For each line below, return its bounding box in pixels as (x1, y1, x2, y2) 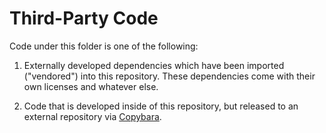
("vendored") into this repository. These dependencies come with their (23, 70, 316, 82)
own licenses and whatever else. (23, 80, 159, 92)
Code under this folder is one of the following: (9, 40, 199, 52)
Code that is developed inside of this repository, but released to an (23, 100, 299, 112)
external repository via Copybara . (23, 110, 162, 122)
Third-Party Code (9, 7, 159, 30)
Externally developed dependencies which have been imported (23, 59, 285, 71)
